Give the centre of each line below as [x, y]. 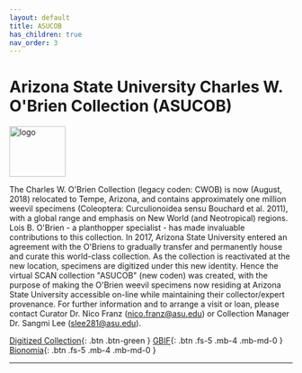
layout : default [40, 18]
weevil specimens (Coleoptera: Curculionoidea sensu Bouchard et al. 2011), [149, 209]
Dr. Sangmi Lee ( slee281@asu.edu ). [75, 324]
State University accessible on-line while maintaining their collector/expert [147, 295]
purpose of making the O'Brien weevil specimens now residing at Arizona [145, 285]
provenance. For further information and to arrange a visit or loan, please [145, 304]
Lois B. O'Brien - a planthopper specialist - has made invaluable [127, 228]
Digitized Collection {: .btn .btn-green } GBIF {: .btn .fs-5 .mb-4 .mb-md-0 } [146, 341]
